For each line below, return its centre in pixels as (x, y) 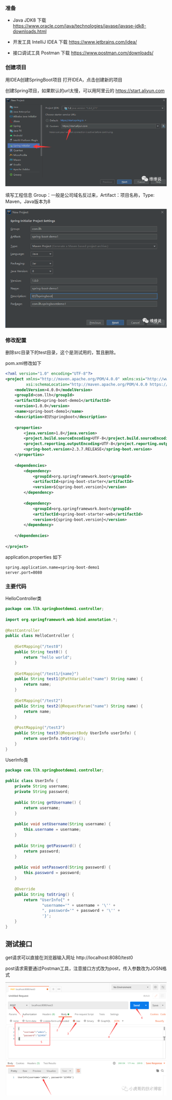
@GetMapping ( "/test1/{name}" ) (47, 674)
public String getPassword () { (48, 846)
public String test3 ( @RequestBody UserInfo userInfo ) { (76, 733)
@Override (25, 889)
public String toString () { (44, 894)
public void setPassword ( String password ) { (63, 867)
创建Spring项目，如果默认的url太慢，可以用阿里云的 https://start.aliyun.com (85, 90)
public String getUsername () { (48, 802)
